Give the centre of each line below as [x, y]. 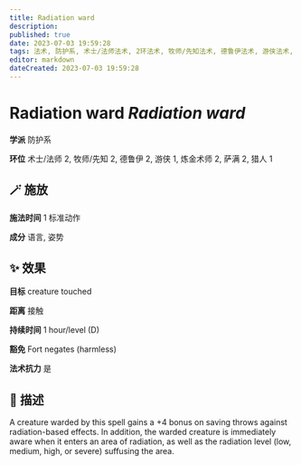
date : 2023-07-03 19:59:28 [60, 43]
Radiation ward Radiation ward [127, 113]
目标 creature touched [51, 292]
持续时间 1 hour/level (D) [55, 330]
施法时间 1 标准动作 [45, 218]
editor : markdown [42, 60]
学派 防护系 [30, 139]
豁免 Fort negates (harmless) [63, 349]
